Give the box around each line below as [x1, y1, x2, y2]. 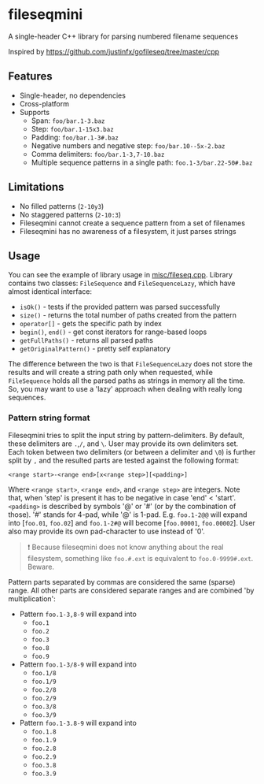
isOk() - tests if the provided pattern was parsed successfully [19, 302, 221, 312]
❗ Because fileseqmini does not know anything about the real [27, 542, 224, 552]
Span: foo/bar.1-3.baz [31, 116, 105, 125]
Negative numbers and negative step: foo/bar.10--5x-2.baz [31, 140, 225, 150]
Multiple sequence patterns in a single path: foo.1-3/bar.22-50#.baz [31, 158, 253, 167]
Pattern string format [8, 412, 90, 423]
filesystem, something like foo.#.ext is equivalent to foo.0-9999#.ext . [27, 553, 254, 563]
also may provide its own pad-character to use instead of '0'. [8, 526, 206, 536]
